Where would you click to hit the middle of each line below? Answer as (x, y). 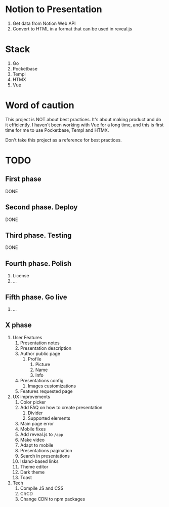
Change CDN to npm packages (52, 499)
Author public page (40, 353)
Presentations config (42, 380)
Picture (43, 364)
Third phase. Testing (38, 236)
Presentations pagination (46, 450)
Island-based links (39, 461)
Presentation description (46, 348)
